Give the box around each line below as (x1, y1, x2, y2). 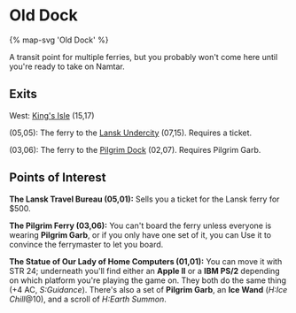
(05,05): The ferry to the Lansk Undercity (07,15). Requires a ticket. (9, 127, 253, 138)
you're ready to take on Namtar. (9, 61, 126, 72)
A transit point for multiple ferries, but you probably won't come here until (9, 51, 278, 62)
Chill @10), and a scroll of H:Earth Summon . (9, 294, 167, 304)
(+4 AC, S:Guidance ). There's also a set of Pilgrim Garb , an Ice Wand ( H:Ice (9, 284, 288, 294)
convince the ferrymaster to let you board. (9, 239, 164, 249)
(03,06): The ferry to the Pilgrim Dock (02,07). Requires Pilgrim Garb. (9, 144, 261, 155)
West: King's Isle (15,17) (9, 110, 95, 120)
